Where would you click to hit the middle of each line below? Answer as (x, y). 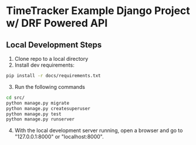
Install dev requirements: (44, 65)
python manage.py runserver (40, 119)
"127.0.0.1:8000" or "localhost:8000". (59, 137)
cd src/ (16, 98)
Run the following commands (50, 87)
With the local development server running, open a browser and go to (99, 130)
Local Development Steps (54, 45)
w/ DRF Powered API (57, 23)
